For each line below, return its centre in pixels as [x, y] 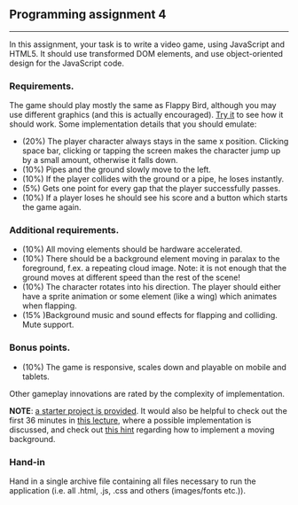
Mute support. [48, 325]
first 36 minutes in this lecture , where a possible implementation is [130, 420]
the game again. [51, 207]
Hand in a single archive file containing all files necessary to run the [133, 481]
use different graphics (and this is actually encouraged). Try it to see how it [146, 115]
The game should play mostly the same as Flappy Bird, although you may [143, 105]
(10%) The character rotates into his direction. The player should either [151, 287]
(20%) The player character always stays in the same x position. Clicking [155, 142]
